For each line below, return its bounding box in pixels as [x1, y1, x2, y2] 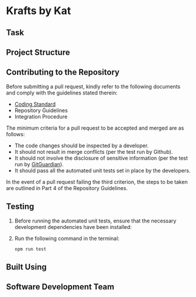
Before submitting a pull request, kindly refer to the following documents [6, 83, 181, 90]
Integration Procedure [14, 113, 68, 120]
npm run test [14, 246, 47, 252]
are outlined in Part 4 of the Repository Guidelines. [6, 184, 128, 191]
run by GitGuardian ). [14, 160, 64, 168]
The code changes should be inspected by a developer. [14, 142, 149, 149]
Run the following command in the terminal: [14, 235, 120, 242]
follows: [6, 130, 25, 137]
